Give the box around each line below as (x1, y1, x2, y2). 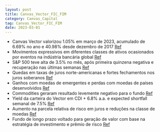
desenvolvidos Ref (12, 85, 50, 91)
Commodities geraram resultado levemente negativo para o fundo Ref (12, 91, 153, 96)
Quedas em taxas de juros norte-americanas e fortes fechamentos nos (12, 70, 155, 75)
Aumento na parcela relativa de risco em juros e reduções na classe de (12, 106, 155, 112)
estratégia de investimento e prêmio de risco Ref (12, 121, 110, 127)
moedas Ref (12, 111, 37, 117)
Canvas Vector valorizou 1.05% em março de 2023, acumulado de (12, 38, 145, 44)
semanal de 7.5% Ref (12, 101, 55, 107)
